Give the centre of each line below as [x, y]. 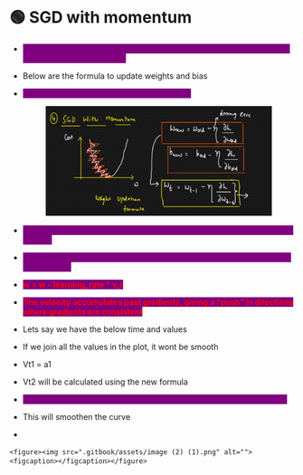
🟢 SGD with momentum [101, 18]
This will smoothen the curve [76, 417]
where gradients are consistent [82, 312]
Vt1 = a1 [37, 365]
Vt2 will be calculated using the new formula [105, 382]
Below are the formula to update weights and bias [115, 76]
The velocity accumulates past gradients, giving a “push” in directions [158, 302]
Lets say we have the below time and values [104, 329]
